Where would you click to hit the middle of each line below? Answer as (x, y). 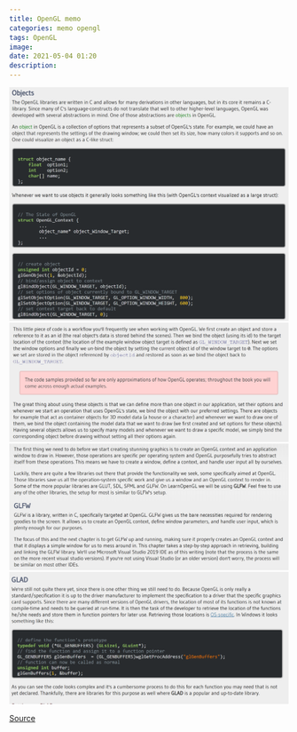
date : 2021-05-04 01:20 (53, 56)
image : (21, 47)
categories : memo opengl (55, 28)
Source (22, 719)
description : (33, 66)
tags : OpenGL (33, 37)
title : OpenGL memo (45, 19)
